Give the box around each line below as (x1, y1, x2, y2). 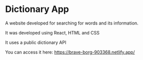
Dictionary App (5, 3, 69, 15)
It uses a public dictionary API (5, 39, 66, 45)
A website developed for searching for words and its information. (5, 20, 139, 26)
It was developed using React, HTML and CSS (5, 29, 100, 35)
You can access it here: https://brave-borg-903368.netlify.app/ (5, 49, 135, 55)
